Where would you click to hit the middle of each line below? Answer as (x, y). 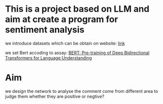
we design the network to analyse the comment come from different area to (81, 91)
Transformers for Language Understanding (49, 58)
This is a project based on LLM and (77, 9)
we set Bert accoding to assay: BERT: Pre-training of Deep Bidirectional (77, 53)
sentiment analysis (45, 30)
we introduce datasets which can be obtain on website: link (65, 43)
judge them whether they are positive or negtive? (55, 96)
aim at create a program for (62, 19)
